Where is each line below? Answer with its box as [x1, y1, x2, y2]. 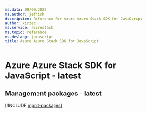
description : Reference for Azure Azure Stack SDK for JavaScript [5, 16, 143, 21]
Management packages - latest [5, 90, 102, 98]
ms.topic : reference [5, 30, 47, 35]
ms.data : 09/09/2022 [5, 7, 47, 12]
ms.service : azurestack [5, 25, 54, 30]
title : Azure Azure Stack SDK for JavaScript [5, 39, 99, 44]
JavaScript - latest [5, 70, 81, 81]
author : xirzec [5, 20, 36, 26]
